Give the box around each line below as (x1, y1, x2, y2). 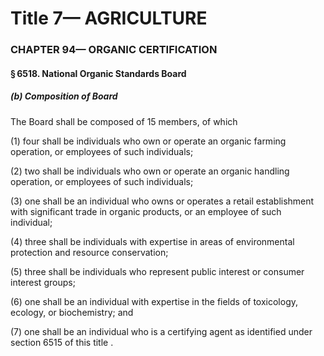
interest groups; (10, 276, 76, 288)
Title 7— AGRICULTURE (10, 7, 208, 30)
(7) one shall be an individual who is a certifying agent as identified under (10, 325, 313, 337)
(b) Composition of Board (10, 90, 118, 102)
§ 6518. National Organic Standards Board (10, 67, 187, 79)
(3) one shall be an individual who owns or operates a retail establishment (10, 195, 315, 207)
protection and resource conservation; (10, 246, 169, 258)
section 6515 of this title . (10, 336, 114, 348)
